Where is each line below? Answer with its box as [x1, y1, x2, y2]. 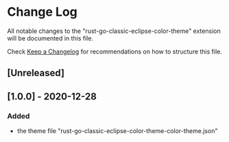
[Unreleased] [7, 67, 65, 79]
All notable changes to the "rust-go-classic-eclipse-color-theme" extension [7, 27, 221, 35]
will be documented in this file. [7, 34, 94, 42]
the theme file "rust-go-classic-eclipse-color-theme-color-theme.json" [16, 127, 218, 135]
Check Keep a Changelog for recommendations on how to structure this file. [7, 47, 223, 56]
